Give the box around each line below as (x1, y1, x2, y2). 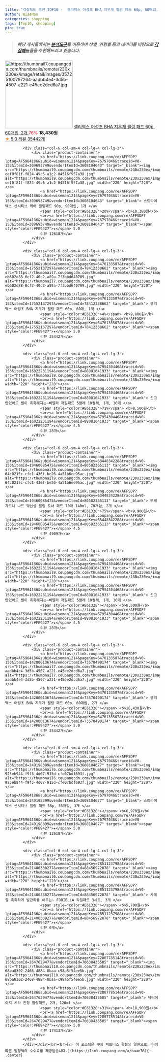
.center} (5, 1053, 23, 1058)
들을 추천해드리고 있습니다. (29, 47, 81, 53)
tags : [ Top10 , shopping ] (5, 21, 56, 26)
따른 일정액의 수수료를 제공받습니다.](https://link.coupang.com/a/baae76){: (5, 1049, 151, 1054)
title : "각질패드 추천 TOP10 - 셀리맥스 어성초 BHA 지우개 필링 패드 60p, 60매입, (5, 7, 159, 12)
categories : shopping (5, 16, 50, 21)
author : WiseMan (5, 12, 38, 17)
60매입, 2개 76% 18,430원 (5, 130, 58, 136)
